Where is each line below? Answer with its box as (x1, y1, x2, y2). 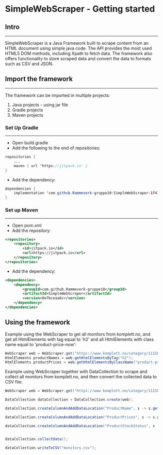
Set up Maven (5, 207, 38, 213)
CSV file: (5, 379, 23, 385)
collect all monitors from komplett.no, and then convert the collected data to (5, 374, 157, 380)
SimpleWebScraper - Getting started (5, 3, 155, 15)
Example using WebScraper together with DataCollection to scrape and (5, 368, 147, 375)
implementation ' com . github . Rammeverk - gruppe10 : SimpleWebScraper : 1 (14, 191, 153, 195)
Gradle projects (12, 107, 43, 113)
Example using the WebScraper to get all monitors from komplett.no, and (5, 331, 150, 337)
